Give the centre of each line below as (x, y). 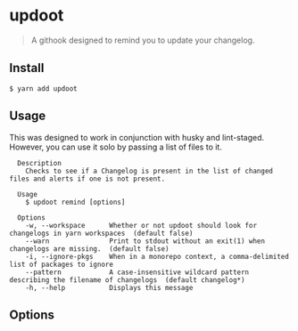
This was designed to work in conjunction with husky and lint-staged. (137, 137)
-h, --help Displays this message (109, 287)
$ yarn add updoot (43, 89)
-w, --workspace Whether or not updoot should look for (141, 225)
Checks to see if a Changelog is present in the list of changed (149, 171)
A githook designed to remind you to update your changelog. (143, 40)
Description (40, 163)
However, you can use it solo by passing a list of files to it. (116, 147)
